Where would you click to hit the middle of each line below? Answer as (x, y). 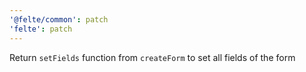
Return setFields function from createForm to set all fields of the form (152, 57)
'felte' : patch (41, 29)
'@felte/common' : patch (59, 19)
